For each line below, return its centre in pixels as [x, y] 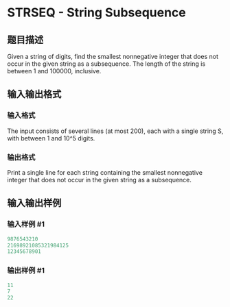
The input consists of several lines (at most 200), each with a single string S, [115, 131]
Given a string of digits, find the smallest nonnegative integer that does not [113, 57]
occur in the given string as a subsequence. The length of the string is [106, 64]
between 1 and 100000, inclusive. [54, 71]
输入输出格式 [34, 94]
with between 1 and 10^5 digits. [51, 138]
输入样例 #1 [26, 224]
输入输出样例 [34, 203]
